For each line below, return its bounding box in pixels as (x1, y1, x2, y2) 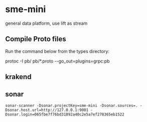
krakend (5, 73, 32, 81)
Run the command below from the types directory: (5, 48, 109, 54)
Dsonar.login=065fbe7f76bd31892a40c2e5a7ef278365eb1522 (5, 112, 124, 117)
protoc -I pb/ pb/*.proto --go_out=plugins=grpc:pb (5, 58, 110, 64)
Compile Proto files (5, 35, 66, 43)
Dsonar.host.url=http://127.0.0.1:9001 (5, 107, 89, 112)
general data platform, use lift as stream (5, 20, 88, 26)
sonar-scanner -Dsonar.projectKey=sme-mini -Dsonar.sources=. (5, 103, 138, 108)
